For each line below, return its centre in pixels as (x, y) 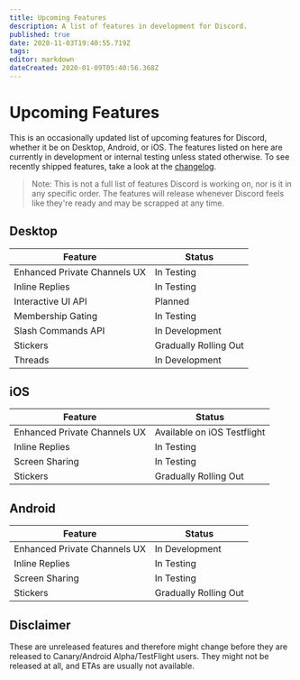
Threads (32, 360)
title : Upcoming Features (58, 18)
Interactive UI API (50, 301)
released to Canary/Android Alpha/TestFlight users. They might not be (139, 657)
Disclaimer (40, 625)
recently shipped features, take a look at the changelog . (113, 166)
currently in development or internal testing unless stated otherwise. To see (150, 156)
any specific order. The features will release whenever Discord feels (158, 193)
